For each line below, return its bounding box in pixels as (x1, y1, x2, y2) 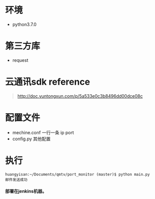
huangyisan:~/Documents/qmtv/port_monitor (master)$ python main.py (5, 172, 150, 177)
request (12, 57, 28, 63)
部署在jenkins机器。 (5, 188, 47, 195)
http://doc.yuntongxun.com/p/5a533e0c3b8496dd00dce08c (17, 93, 143, 99)
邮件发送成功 (5, 177, 28, 182)
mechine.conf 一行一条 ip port (12, 129, 75, 135)
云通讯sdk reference (5, 76, 90, 88)
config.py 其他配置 (12, 136, 51, 142)
